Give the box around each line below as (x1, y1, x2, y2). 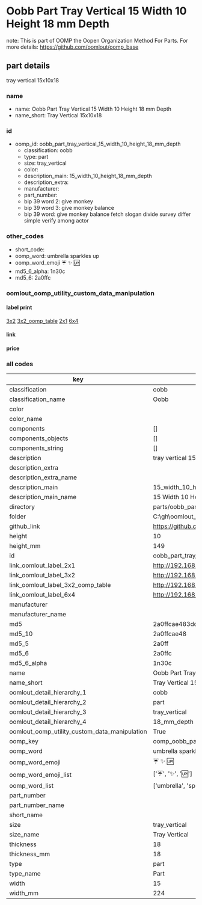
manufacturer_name (9, 610, 67, 619)
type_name (9, 870, 41, 878)
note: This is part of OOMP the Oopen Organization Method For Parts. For (6, 37, 188, 44)
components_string (9, 444, 64, 452)
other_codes (6, 232, 44, 241)
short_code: (14, 245, 45, 253)
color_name (9, 415, 43, 423)
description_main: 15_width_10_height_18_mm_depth (23, 173, 152, 180)
